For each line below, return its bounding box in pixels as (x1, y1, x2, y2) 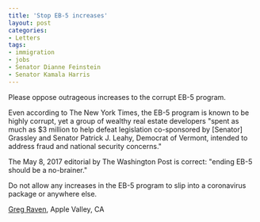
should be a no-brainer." (8, 165, 88, 174)
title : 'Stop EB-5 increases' (8, 11, 109, 20)
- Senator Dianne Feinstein (8, 63, 101, 71)
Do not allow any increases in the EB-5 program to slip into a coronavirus (8, 180, 247, 190)
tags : (8, 41, 26, 49)
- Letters (8, 33, 41, 42)
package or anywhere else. (8, 189, 97, 198)
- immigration (8, 48, 55, 56)
